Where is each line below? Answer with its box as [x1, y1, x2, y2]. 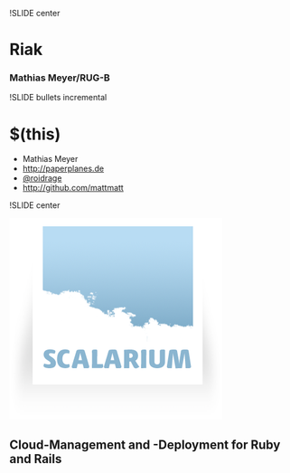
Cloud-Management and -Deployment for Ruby [9, 437, 281, 452]
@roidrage [22, 173, 62, 184]
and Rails [9, 451, 62, 467]
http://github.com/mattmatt [22, 183, 124, 194]
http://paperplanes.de [22, 163, 105, 175]
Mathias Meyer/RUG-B [9, 71, 110, 84]
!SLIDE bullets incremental [9, 92, 108, 103]
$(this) [9, 124, 61, 144]
